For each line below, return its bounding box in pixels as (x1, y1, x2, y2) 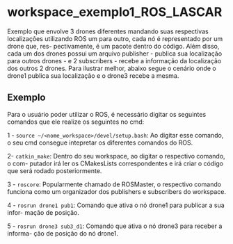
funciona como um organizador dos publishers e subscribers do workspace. (7, 187, 226, 195)
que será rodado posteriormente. (7, 166, 102, 174)
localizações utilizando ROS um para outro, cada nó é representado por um (7, 34, 223, 42)
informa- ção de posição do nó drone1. (7, 229, 119, 237)
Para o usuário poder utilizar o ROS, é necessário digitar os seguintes (7, 110, 207, 118)
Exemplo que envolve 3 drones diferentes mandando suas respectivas (7, 27, 209, 35)
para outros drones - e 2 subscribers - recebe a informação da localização (7, 56, 222, 65)
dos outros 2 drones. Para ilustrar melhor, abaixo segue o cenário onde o (7, 64, 217, 72)
